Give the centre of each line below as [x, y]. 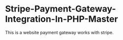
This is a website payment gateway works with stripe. [60, 32]
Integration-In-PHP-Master [61, 19]
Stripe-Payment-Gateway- [61, 9]
